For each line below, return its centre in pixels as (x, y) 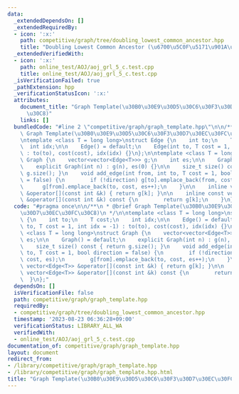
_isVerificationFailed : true (57, 80)
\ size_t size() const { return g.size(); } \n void (108, 246)
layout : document (33, 353)
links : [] (35, 120)
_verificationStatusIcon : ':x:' (62, 94)
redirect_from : (30, 359)
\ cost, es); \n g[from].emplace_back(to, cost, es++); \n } (126, 260)
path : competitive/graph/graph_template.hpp (81, 299)
